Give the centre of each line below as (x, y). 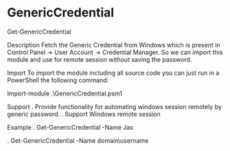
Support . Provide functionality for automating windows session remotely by (114, 106)
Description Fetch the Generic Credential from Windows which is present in (114, 45)
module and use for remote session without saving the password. (100, 59)
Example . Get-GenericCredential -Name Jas (70, 127)
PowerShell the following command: (58, 80)
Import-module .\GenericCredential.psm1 (65, 93)
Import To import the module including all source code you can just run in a (113, 73)
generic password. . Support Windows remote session (84, 114)
